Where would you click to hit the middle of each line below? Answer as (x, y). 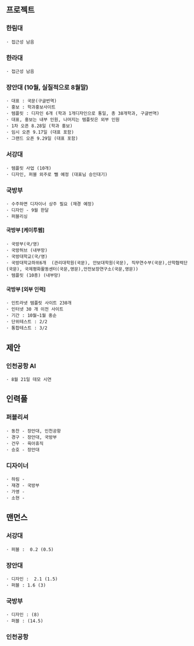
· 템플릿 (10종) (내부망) (34, 276)
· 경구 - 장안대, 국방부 (31, 437)
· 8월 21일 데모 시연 (29, 379)
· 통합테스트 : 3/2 (27, 328)
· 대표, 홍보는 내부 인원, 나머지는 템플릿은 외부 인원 (63, 120)
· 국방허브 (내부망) (27, 251)
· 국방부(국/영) (23, 244)
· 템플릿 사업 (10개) (29, 168)
